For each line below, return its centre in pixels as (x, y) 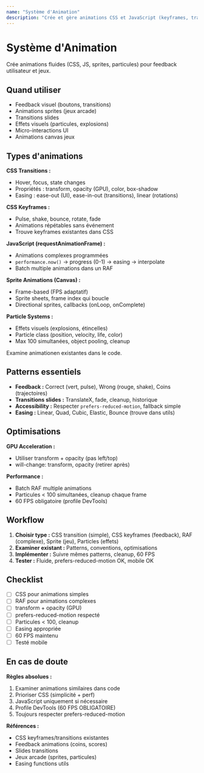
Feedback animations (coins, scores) (61, 744)
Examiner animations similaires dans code (67, 688)
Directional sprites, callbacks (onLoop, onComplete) (80, 305)
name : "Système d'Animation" (43, 12)
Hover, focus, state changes (50, 182)
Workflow (25, 520)
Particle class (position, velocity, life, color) (69, 335)
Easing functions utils (42, 763)
